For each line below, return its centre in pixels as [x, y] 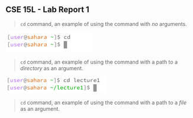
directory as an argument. [52, 68]
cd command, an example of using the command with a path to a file [103, 102]
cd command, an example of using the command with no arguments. [103, 24]
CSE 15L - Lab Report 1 [47, 10]
